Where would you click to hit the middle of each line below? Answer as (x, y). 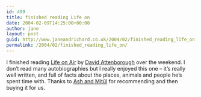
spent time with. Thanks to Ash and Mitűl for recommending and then (92, 81)
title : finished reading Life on (48, 17)
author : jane (23, 28)
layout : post (23, 34)
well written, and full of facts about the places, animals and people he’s (94, 75)
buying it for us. (26, 87)
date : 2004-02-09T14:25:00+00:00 (48, 23)
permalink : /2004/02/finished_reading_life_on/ (67, 46)
